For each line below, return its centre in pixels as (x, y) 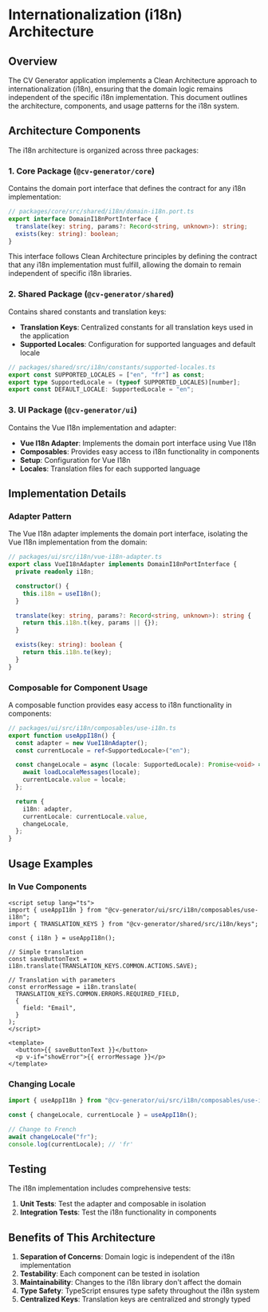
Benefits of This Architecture (82, 1237)
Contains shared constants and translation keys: (87, 311)
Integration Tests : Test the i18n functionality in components (118, 1212)
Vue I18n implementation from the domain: (78, 542)
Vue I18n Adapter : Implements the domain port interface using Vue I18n (138, 443)
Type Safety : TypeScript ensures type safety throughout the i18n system (140, 1291)
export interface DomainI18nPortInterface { (83, 219)
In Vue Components (48, 887)
